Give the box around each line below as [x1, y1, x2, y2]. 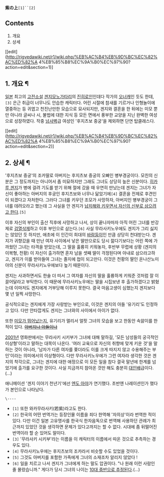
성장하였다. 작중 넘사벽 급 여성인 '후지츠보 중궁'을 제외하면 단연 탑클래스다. [14, 118, 155, 124]
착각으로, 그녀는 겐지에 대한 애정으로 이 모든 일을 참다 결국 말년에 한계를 [14, 359, 151, 365]
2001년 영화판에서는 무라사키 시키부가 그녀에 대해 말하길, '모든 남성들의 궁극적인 [5, 334, 159, 340]
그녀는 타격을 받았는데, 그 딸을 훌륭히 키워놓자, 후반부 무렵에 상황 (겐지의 [18, 244, 157, 250]
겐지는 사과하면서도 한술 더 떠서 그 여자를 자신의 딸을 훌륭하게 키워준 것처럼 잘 [5, 273, 154, 279]
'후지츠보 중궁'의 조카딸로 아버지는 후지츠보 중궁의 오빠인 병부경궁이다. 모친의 [5, 173, 153, 178]
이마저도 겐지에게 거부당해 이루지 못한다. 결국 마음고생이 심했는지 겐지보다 [14, 285, 156, 291]
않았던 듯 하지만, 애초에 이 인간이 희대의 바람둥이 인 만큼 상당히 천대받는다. [10, 232, 151, 238]
